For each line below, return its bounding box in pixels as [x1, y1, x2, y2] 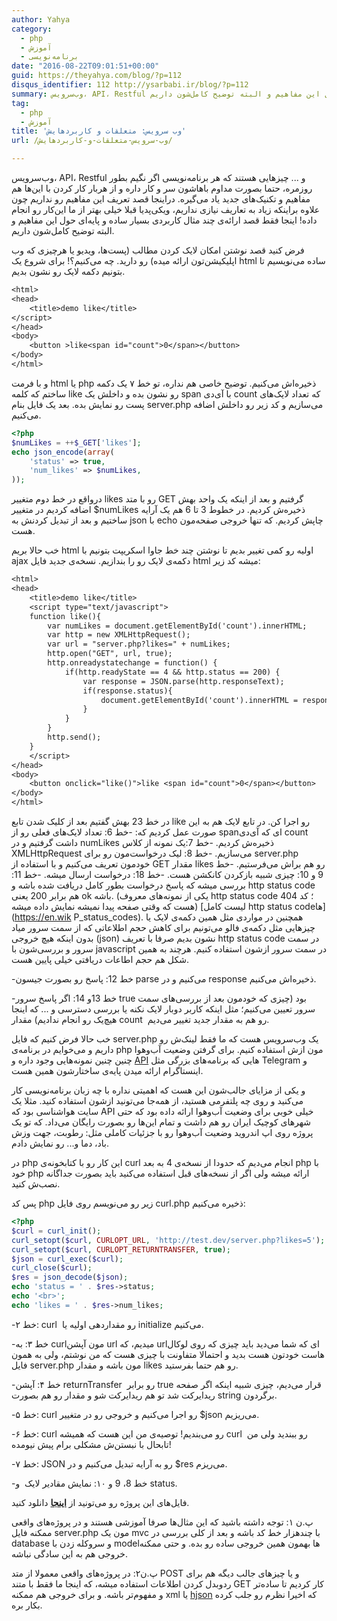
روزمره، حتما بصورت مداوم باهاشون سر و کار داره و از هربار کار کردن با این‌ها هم [11, 182, 313, 194]
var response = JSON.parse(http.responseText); [82, 676, 285, 686]
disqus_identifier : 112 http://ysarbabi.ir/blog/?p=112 [11, 80, 249, 90]
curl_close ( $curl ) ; [11, 1263, 93, 1273]
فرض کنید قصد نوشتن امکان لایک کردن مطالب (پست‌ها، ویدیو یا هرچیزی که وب [11, 244, 305, 256]
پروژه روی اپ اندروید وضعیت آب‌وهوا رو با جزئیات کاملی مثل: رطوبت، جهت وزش [11, 1127, 314, 1138]
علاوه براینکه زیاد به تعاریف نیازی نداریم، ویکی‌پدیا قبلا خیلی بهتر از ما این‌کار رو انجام [11, 204, 321, 215]
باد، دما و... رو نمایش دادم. [11, 1137, 110, 1149]
